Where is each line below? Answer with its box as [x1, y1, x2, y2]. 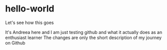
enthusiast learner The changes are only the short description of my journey [5, 34, 162, 40]
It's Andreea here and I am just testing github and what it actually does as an [5, 29, 163, 35]
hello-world [5, 3, 55, 14]
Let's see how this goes [5, 19, 54, 25]
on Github [5, 39, 26, 45]
